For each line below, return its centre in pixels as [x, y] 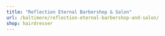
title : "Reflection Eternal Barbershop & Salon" [69, 12]
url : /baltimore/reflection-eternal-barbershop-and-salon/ [83, 18]
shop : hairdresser [30, 23]
